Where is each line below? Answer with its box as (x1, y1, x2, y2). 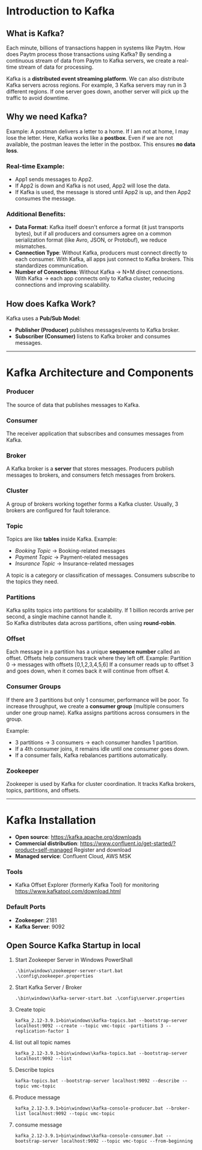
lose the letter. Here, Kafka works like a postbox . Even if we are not (6, 134, 173, 141)
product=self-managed (14, 846, 73, 853)
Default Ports (6, 903, 46, 911)
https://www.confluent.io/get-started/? (80, 840, 176, 847)
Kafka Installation (6, 814, 96, 827)
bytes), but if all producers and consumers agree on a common (14, 230, 172, 237)
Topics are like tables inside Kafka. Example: (6, 535, 117, 542)
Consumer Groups (6, 682, 61, 691)
